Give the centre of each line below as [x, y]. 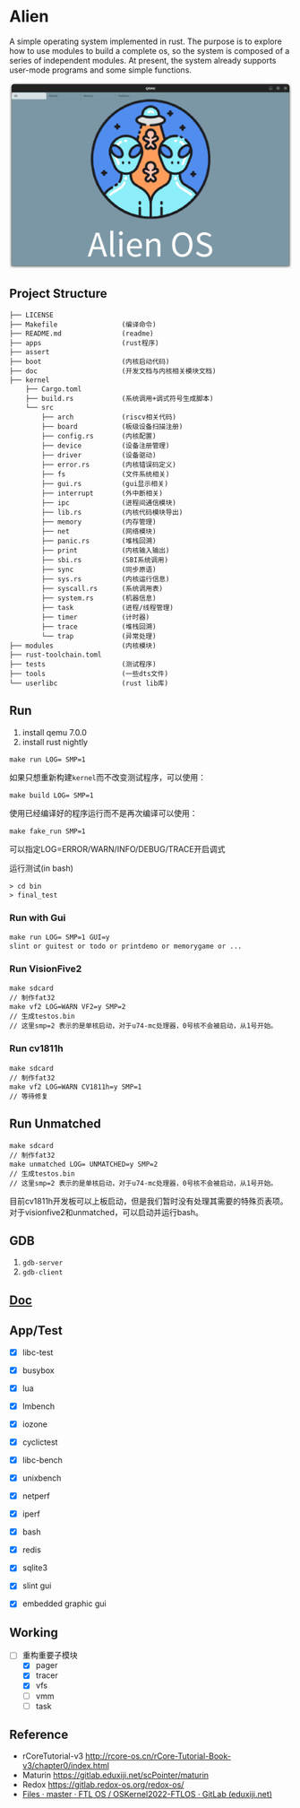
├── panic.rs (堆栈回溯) [99, 541]
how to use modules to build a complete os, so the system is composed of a [150, 50]
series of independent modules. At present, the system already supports [143, 60]
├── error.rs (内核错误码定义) [109, 465]
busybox [39, 1370]
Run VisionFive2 [46, 969]
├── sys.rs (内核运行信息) [106, 579]
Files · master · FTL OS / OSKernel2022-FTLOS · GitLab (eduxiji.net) [147, 1795]
